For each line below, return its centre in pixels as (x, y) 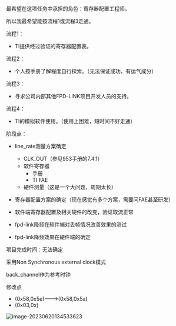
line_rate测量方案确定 (40, 146)
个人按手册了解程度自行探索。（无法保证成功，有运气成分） (86, 71)
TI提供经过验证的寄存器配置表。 (53, 46)
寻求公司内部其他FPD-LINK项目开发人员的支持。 (73, 96)
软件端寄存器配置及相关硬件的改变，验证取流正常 (74, 212)
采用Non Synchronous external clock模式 (56, 262)
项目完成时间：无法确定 (34, 250)
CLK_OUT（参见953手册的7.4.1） (63, 159)
